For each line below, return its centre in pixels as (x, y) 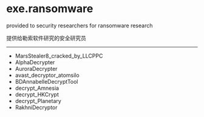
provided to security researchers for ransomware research (80, 25)
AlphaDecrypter (35, 62)
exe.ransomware (50, 9)
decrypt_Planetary (38, 101)
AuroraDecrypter (36, 69)
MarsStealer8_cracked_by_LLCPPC (59, 56)
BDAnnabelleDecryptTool (46, 81)
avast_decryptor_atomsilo (47, 75)
